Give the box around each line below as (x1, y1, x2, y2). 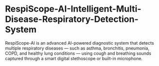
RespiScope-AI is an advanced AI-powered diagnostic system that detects (5, 40, 154, 46)
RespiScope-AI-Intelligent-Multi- (5, 3, 141, 15)
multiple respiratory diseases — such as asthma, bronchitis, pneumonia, (5, 45, 150, 51)
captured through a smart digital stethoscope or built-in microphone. (5, 55, 142, 61)
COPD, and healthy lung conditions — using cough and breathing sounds (5, 50, 152, 56)
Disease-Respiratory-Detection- (5, 14, 139, 25)
